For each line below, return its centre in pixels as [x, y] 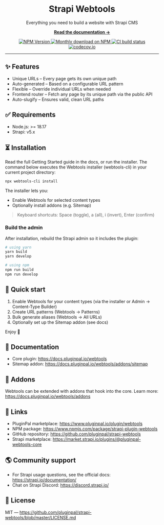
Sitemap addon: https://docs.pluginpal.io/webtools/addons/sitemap [80, 364]
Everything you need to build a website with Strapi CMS [82, 23]
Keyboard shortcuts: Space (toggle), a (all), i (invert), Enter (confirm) [86, 215]
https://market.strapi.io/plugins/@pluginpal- [97, 439]
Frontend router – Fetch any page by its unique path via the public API [82, 94]
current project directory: [31, 172]
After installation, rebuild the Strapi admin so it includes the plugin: [72, 238]
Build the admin [24, 228]
